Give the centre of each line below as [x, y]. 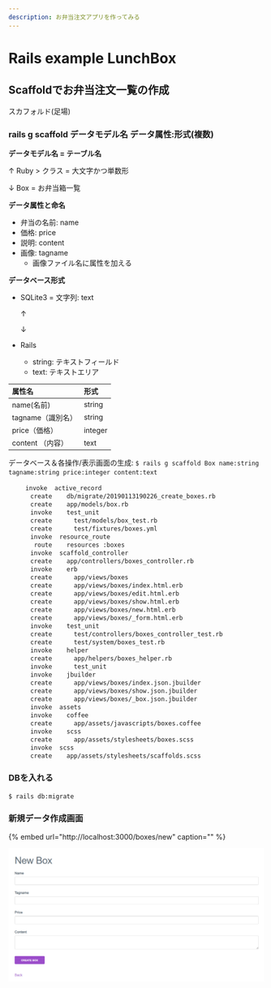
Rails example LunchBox [92, 58]
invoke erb [54, 569]
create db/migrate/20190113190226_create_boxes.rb [123, 496]
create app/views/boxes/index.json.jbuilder [115, 683]
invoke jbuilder [62, 674]
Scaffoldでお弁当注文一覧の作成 [89, 90]
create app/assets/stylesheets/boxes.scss [112, 739]
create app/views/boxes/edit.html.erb [105, 593]
